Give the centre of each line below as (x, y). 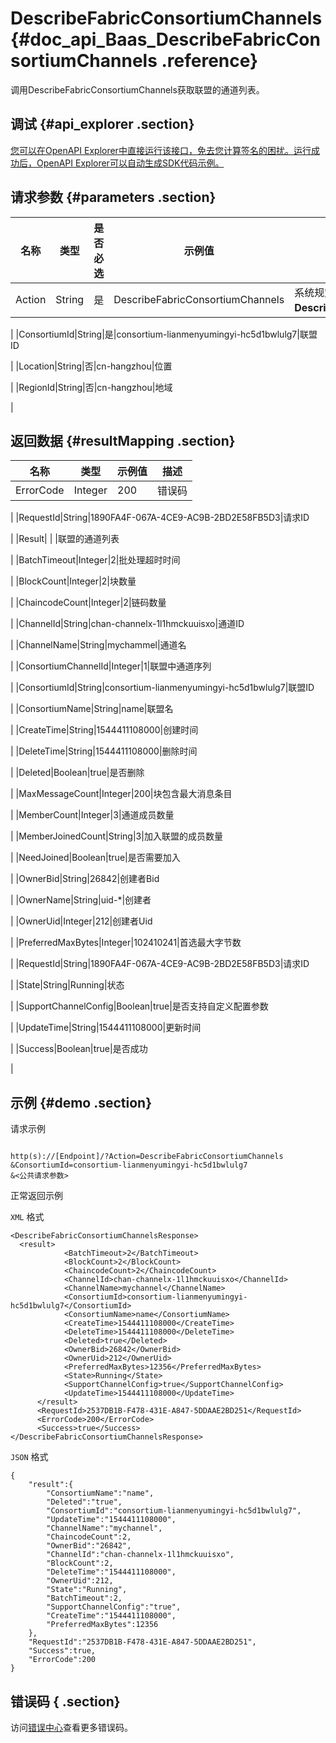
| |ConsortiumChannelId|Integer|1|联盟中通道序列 (111, 666)
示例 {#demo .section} (81, 1102)
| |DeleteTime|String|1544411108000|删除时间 (104, 751)
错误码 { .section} (65, 1701)
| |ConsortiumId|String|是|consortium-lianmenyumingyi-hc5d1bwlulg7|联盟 (164, 334)
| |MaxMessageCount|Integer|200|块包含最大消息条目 (121, 794)
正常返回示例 (36, 1196)
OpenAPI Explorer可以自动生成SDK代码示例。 (130, 163)
